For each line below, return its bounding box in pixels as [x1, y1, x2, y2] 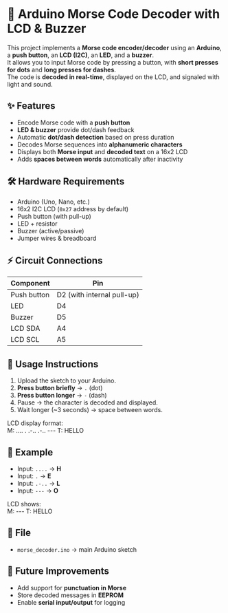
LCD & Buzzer [7, 21, 87, 36]
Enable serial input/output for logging [16, 598, 126, 606]
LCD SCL [10, 335, 40, 345]
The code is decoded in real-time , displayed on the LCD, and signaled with [7, 72, 220, 81]
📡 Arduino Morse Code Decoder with [7, 6, 220, 22]
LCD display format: [7, 419, 63, 427]
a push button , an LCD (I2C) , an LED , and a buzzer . [7, 51, 155, 59]
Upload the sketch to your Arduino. [16, 376, 117, 385]
